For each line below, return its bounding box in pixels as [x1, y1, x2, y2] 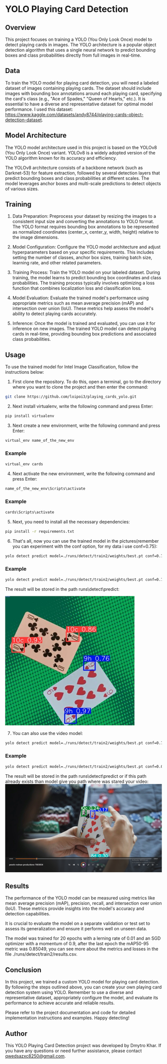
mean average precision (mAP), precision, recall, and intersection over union [5, 900, 162, 906]
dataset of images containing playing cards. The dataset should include [5, 85, 152, 91]
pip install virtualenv [5, 413, 55, 418]
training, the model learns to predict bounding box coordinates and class [12, 275, 162, 281]
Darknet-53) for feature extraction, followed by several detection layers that [5, 170, 160, 176]
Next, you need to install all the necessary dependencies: [12, 519, 130, 525]
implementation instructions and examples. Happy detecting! [5, 1015, 130, 1021]
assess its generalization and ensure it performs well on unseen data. [5, 926, 148, 932]
